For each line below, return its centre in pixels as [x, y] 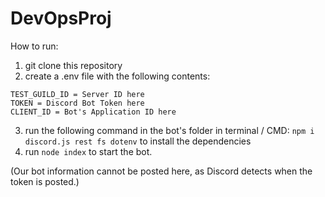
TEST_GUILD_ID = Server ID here [77, 94]
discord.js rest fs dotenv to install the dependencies [138, 141]
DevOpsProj [61, 18]
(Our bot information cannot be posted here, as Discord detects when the [161, 171]
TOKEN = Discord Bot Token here [77, 103]
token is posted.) [45, 181]
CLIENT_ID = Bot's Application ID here [93, 112]
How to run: [34, 46]
